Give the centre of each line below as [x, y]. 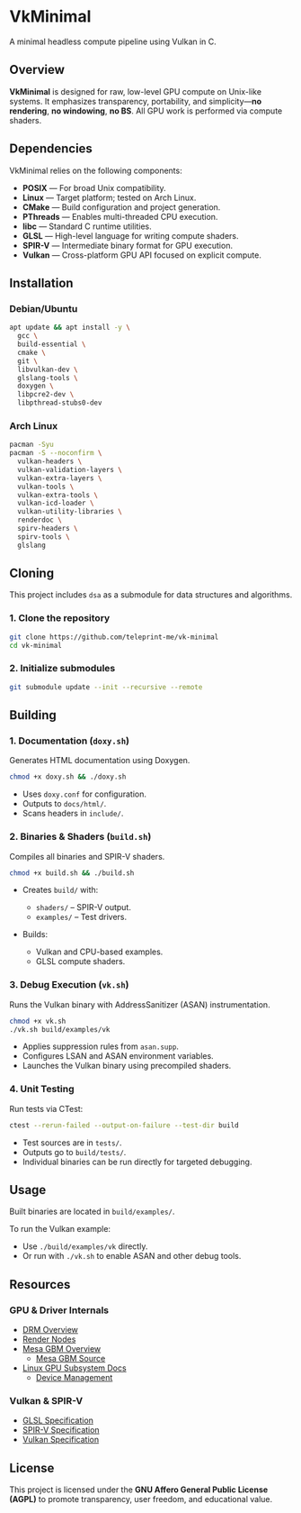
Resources [40, 1285]
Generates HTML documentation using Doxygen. [100, 761]
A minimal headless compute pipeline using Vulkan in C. [113, 41]
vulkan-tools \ [46, 487]
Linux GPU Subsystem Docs [75, 1368]
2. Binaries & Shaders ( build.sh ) [80, 837]
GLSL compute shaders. [80, 962]
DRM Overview [50, 1330]
